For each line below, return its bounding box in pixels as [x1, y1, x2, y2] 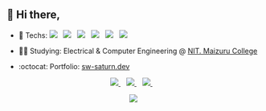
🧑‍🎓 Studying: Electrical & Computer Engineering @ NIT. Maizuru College [18, 46, 258, 55]
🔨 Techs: [18, 30, 48, 40]
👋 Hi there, [6, 8, 60, 22]
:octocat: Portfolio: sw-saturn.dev [18, 61, 130, 71]
